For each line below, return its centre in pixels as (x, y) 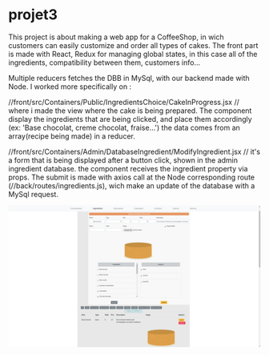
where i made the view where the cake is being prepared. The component (130, 111)
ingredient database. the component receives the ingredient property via (128, 168)
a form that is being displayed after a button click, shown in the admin (123, 160)
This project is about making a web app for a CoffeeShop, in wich (116, 37)
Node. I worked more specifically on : (70, 87)
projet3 (33, 15)
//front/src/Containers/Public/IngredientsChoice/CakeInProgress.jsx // (124, 102)
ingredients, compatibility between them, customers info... (104, 63)
